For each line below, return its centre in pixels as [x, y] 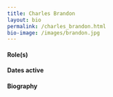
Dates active [25, 70]
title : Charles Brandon [41, 13]
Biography [22, 86]
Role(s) [18, 54]
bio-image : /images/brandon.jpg [53, 33]
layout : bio [24, 20]
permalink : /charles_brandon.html [57, 26]
